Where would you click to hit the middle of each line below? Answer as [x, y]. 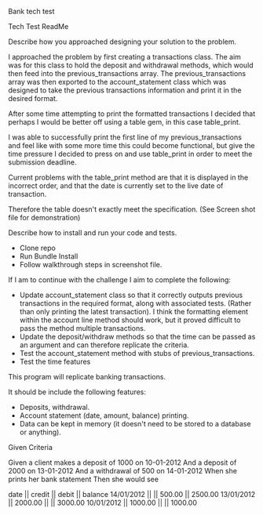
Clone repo [38, 248]
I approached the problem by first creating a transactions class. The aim [125, 57]
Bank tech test [31, 11]
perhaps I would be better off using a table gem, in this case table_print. [124, 122]
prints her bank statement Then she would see [84, 479]
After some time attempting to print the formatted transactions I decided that [132, 114]
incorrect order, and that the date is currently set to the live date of [116, 186]
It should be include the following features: [77, 392]
